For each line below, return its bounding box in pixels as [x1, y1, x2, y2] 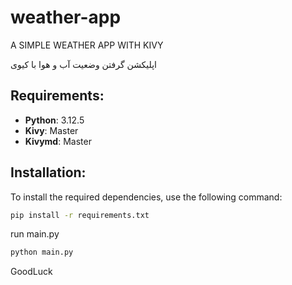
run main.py [10, 228, 60, 240]
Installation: [10, 164, 87, 181]
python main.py [10, 247, 74, 258]
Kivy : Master [24, 124, 79, 136]
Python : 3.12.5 [24, 114, 85, 126]
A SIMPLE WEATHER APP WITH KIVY [10, 39, 164, 51]
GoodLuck [10, 266, 53, 278]
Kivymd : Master [24, 135, 92, 147]
